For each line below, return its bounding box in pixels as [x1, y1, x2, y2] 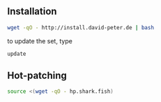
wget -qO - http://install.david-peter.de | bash [7, 24, 155, 31]
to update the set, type [7, 36, 73, 45]
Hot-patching [7, 69, 68, 81]
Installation [7, 6, 57, 17]
